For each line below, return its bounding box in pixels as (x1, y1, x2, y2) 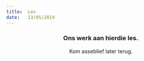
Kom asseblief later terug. (68, 47, 133, 54)
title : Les (6, 8, 36, 15)
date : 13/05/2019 (6, 14, 55, 20)
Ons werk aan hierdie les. (62, 34, 139, 42)
